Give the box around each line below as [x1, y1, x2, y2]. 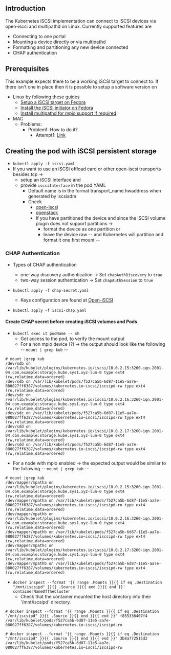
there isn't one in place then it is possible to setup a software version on [5, 83, 157, 90]
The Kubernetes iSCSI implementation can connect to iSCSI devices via [5, 17, 156, 24]
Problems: [20, 121, 42, 127]
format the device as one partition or [43, 226, 121, 232]
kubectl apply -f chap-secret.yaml [12, 288, 89, 293]
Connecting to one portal [12, 33, 66, 39]
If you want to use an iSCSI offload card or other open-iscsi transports [12, 166, 161, 172]
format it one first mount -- [43, 237, 100, 243]
